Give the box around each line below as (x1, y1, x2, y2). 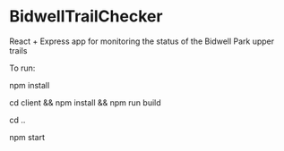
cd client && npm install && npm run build (9, 96, 161, 108)
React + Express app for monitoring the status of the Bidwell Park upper (9, 36, 275, 46)
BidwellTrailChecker (9, 6, 163, 27)
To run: (9, 63, 36, 73)
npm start (9, 131, 46, 142)
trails (9, 45, 28, 55)
